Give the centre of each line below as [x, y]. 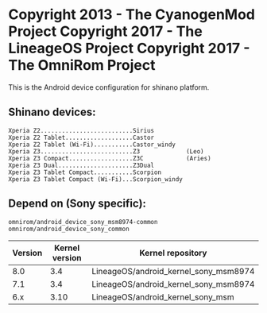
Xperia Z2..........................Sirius [81, 130]
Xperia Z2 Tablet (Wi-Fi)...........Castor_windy [92, 145]
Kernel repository [173, 253]
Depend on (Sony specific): [77, 204]
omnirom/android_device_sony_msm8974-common [83, 222]
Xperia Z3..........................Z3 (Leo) [106, 151]
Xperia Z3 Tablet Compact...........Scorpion [85, 172]
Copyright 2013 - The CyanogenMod [132, 15]
